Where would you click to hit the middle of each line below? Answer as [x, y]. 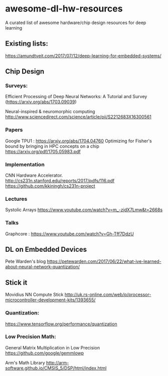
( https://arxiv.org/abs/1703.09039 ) [41, 102]
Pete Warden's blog [26, 261]
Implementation [25, 164]
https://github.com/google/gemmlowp [45, 353]
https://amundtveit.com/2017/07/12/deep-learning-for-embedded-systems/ [83, 56]
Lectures [16, 199]
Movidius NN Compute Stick [34, 295]
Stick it [16, 283]
